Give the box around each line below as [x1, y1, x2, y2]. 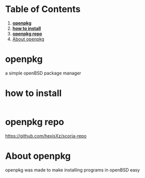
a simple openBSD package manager [5, 70, 81, 76]
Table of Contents [5, 3, 81, 15]
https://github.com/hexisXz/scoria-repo [5, 132, 87, 138]
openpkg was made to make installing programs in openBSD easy [5, 166, 141, 173]
